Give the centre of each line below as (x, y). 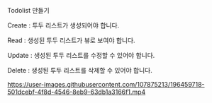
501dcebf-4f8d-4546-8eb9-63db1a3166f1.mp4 (77, 92)
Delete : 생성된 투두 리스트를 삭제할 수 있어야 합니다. (80, 70)
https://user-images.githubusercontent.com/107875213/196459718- (106, 84)
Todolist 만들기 (28, 10)
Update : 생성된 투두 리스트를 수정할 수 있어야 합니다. (81, 55)
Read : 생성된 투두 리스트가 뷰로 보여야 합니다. (72, 40)
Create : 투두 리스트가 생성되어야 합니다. (63, 25)
